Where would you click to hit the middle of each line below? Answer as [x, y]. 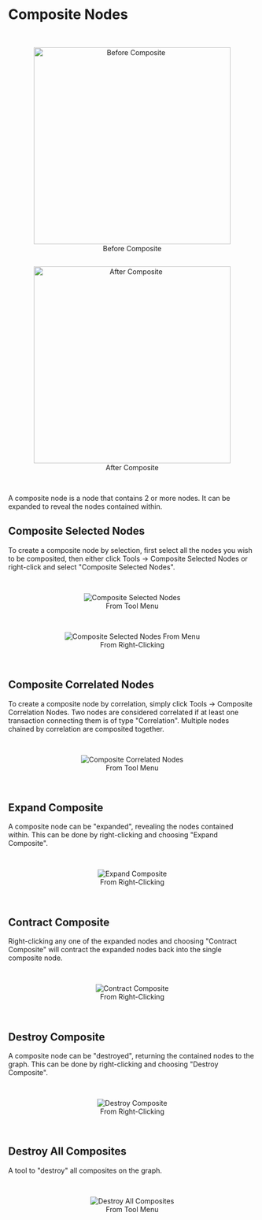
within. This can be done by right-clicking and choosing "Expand [113, 835]
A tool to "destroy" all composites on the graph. [85, 1170]
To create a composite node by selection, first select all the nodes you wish [131, 550]
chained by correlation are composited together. [87, 729]
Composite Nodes [68, 15]
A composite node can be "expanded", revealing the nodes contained [121, 827]
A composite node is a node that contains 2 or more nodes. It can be [119, 498]
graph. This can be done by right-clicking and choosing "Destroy [113, 1064]
